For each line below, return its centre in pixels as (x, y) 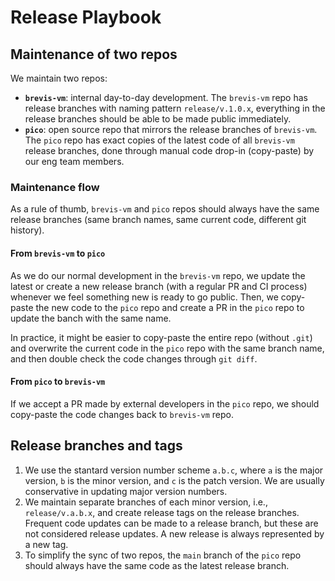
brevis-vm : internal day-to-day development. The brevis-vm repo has (166, 97)
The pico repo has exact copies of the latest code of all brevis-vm (159, 140)
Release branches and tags (96, 446)
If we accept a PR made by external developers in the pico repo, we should (165, 403)
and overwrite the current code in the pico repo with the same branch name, (167, 348)
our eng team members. (74, 161)
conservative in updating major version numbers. (126, 491)
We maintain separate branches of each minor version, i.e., (146, 502)
